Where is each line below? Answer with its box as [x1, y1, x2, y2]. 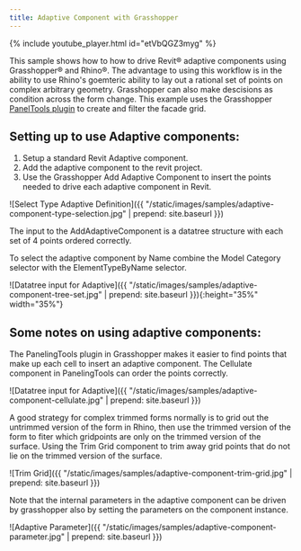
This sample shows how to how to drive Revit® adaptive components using [9, 55, 287, 66]
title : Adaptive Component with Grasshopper [9, 13, 179, 22]
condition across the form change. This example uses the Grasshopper [9, 93, 272, 104]
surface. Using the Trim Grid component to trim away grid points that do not [9, 441, 290, 452]
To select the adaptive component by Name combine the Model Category [9, 253, 281, 263]
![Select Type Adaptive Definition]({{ [9, 199, 144, 209]
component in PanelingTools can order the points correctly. [9, 368, 229, 378]
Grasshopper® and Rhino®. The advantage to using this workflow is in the [9, 65, 283, 76]
